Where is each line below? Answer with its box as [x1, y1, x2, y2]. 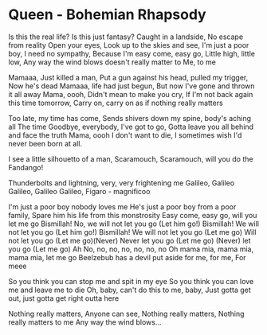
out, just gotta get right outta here [8, 293, 120, 303]
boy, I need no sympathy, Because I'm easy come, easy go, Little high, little [8, 49, 255, 58]
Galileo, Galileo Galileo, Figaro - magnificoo [8, 186, 151, 196]
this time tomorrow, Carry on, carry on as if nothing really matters [8, 98, 223, 107]
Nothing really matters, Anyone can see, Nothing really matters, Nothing [8, 309, 245, 318]
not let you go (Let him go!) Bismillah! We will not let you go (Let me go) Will [8, 227, 257, 236]
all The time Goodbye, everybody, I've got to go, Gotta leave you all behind [8, 122, 253, 131]
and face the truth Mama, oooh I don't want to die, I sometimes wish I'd [8, 130, 242, 140]
